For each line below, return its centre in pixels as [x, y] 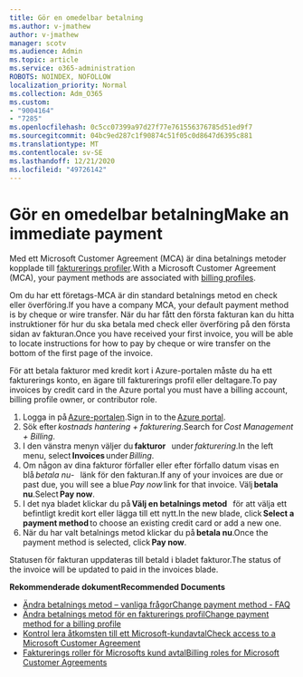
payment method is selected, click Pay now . [104, 542]
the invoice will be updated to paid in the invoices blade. [114, 570]
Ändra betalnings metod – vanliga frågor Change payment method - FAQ [156, 604]
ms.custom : [30, 102]
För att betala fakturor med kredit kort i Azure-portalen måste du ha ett [141, 371]
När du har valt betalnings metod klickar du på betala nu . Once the [145, 533]
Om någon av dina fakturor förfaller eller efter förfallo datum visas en [151, 465]
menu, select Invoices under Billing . [88, 456]
